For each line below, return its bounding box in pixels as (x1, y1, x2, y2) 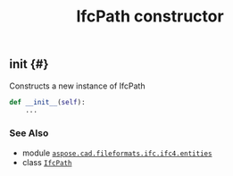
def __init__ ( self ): (9, 97, 87, 106)
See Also (9, 127, 49, 139)
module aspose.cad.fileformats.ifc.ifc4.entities (21, 147, 212, 158)
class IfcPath (21, 156, 72, 167)
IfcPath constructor (75, 6, 225, 27)
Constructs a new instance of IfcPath (9, 80, 146, 91)
